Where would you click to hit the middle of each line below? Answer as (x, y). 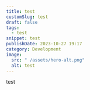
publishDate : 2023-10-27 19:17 (44, 44)
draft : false (22, 22)
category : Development (34, 49)
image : (14, 55)
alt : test (23, 65)
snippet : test (23, 38)
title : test (20, 11)
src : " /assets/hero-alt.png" (48, 60)
